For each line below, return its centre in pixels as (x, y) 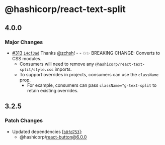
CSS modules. (27, 58)
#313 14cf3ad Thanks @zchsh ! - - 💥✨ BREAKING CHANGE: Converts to (86, 53)
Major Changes (24, 42)
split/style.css (36, 69)
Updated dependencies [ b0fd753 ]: (47, 131)
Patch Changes (24, 120)
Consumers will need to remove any (57, 64)
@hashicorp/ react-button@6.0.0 (53, 137)
